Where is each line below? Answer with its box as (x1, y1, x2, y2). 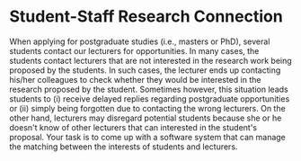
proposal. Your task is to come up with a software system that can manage (9, 131, 286, 142)
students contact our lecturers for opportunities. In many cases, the (9, 45, 260, 56)
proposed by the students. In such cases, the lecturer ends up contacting (9, 65, 281, 76)
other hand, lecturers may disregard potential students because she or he (9, 112, 282, 123)
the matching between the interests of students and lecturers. (9, 141, 238, 152)
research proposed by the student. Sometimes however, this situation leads (9, 84, 289, 94)
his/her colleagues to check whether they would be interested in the (9, 74, 261, 85)
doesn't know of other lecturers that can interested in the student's (9, 121, 258, 132)
